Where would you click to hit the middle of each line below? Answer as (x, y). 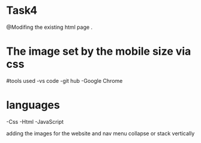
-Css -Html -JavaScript (35, 121)
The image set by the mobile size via (99, 51)
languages (33, 105)
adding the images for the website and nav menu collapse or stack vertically (100, 133)
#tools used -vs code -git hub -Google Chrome (64, 81)
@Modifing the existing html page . (49, 27)
